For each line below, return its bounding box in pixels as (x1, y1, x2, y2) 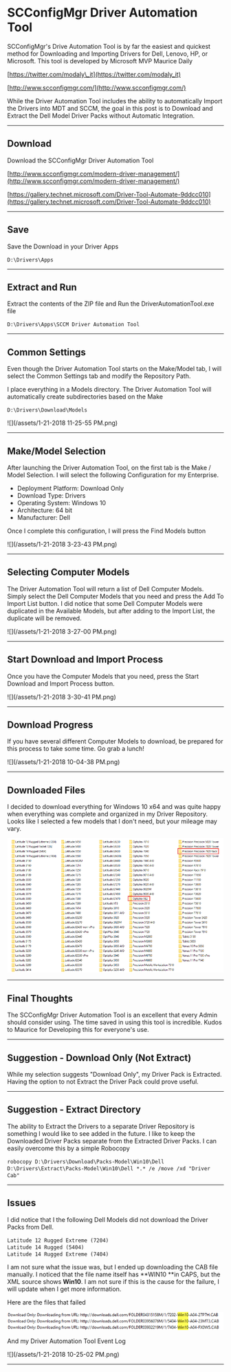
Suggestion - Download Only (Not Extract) (7, 1052, 192, 1064)
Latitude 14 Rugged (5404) (7, 1244, 85, 1251)
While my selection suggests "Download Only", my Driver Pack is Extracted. (7, 1070, 222, 1078)
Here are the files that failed (7, 1298, 86, 1306)
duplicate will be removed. (7, 614, 82, 622)
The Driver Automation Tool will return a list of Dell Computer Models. (7, 584, 204, 593)
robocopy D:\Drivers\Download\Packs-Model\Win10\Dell (7, 1158, 165, 1165)
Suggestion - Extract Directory (7, 1104, 141, 1116)
